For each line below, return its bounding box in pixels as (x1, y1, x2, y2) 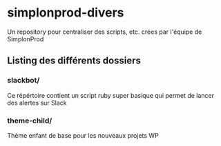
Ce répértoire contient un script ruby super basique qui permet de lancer (7, 91, 215, 99)
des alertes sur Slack (7, 98, 67, 107)
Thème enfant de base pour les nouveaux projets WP (7, 131, 159, 139)
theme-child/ (7, 116, 52, 125)
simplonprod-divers (7, 5, 124, 21)
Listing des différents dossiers (7, 55, 142, 67)
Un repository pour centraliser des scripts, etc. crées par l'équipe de (7, 28, 202, 36)
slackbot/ (7, 76, 40, 85)
